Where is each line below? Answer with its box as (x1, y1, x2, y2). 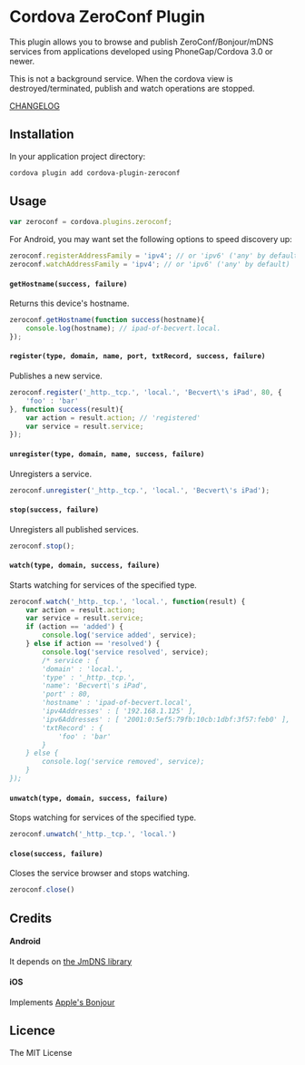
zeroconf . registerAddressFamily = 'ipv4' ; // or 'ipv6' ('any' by (9, 251, 266, 260)
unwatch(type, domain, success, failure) (9, 794, 169, 803)
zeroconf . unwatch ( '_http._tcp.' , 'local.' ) (9, 830, 177, 839)
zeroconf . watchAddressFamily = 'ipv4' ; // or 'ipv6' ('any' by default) (9, 260, 290, 269)
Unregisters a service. (9, 468, 93, 479)
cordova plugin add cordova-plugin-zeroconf (9, 168, 181, 178)
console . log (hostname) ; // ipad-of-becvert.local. (25, 324, 221, 333)
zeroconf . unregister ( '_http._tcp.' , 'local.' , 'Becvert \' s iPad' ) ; (9, 485, 271, 495)
